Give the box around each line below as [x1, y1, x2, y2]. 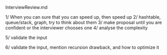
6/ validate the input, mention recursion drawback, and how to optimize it [5, 44, 159, 50]
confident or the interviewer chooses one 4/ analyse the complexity [5, 25, 148, 31]
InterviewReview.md [5, 5, 47, 10]
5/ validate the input [5, 35, 47, 40]
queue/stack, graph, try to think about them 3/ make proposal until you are [5, 20, 162, 25]
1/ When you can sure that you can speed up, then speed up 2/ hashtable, [5, 14, 161, 20]
